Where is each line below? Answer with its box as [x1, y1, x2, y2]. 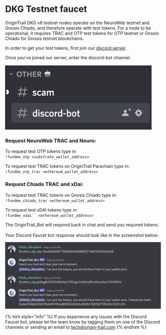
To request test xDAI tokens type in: [5, 207, 78, 213]
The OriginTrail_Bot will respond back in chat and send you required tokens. [5, 222, 160, 227]
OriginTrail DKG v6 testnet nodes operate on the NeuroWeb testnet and [5, 20, 150, 26]
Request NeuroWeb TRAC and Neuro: [5, 137, 96, 144]
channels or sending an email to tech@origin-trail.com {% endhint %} [5, 324, 147, 330]
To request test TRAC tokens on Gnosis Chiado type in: [5, 192, 117, 198]
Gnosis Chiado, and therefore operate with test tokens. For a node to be [5, 25, 152, 31]
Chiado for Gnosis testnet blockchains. [5, 36, 84, 41]
